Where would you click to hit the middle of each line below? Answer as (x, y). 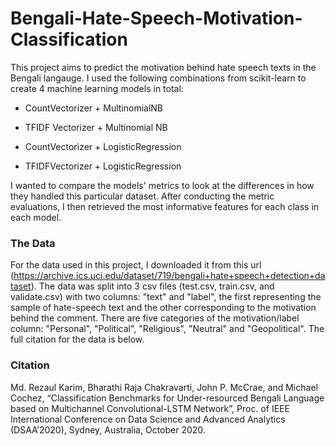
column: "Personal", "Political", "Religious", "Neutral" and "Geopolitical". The (167, 329)
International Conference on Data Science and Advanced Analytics (148, 419)
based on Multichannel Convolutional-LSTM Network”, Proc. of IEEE (150, 408)
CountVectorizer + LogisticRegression (103, 146)
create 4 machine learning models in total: (97, 88)
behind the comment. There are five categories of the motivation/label (155, 318)
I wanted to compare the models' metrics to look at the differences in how (162, 185)
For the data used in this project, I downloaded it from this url (136, 265)
